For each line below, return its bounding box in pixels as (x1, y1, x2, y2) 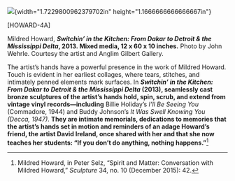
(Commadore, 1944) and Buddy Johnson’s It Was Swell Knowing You (7, 108, 206, 115)
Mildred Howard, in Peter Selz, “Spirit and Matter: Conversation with (17, 158, 213, 167)
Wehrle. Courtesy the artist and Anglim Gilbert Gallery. (7, 50, 164, 57)
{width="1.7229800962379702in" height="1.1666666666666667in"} (14, 8, 212, 15)
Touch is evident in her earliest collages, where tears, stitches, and (7, 71, 200, 78)
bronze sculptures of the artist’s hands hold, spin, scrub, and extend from (7, 93, 226, 101)
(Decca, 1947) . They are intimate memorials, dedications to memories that (7, 115, 227, 123)
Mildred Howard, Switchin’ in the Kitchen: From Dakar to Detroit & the (7, 35, 212, 43)
